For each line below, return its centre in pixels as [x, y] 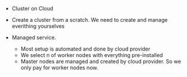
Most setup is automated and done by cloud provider [85, 49]
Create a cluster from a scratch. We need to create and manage [90, 20]
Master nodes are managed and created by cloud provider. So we [101, 61]
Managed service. [34, 37]
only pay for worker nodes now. [59, 68]
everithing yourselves [38, 26]
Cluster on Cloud [32, 9]
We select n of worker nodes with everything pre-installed [92, 55]
